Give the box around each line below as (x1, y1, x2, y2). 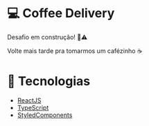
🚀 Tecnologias (7, 74, 91, 90)
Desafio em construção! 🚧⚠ (7, 32, 88, 41)
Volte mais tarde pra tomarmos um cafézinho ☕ (7, 46, 143, 55)
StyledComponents (17, 111, 73, 119)
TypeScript (17, 103, 49, 112)
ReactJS (17, 96, 42, 104)
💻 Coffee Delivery (7, 6, 115, 21)
